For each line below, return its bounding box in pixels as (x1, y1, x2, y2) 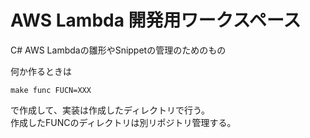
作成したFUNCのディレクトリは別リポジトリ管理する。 (10, 116, 237, 128)
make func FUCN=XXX (10, 85, 92, 95)
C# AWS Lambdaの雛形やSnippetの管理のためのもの (10, 44, 227, 56)
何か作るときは (10, 65, 72, 77)
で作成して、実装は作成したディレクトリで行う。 (10, 104, 211, 116)
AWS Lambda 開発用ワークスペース (10, 9, 302, 32)
